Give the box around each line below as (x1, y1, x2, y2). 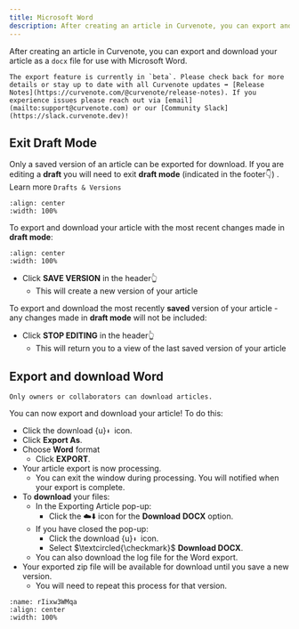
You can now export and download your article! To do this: (9, 408, 224, 419)
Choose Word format (21, 444, 101, 455)
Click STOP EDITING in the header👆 (21, 330, 155, 341)
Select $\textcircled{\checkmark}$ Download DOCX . (48, 543, 244, 553)
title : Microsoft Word (9, 12, 93, 22)
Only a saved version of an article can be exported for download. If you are (9, 159, 285, 170)
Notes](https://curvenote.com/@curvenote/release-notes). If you (9, 88, 256, 97)
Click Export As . (21, 435, 83, 446)
